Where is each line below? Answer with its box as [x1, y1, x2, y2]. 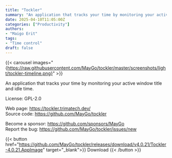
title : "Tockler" [5, 7, 42, 13]
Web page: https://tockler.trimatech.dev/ [5, 105, 91, 111]
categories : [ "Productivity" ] [5, 21, 70, 27]
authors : [5, 27, 24, 32]
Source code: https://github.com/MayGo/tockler [5, 111, 107, 117]
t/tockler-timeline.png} [5, 70, 53, 76]
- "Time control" [5, 41, 42, 46]
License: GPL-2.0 [5, 95, 42, 101]
